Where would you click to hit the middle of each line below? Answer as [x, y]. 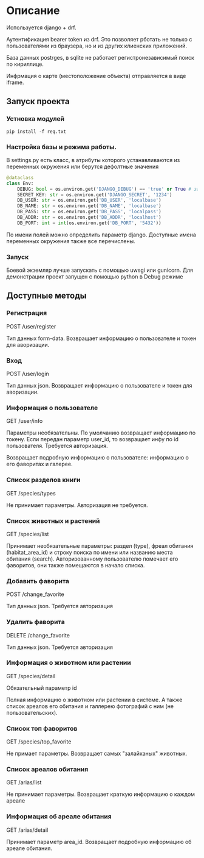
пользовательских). [32, 712]
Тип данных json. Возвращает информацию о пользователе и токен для [99, 386]
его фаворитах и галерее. [39, 464]
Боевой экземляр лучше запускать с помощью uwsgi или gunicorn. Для [100, 270]
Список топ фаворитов [42, 728]
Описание [33, 11]
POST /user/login [28, 374]
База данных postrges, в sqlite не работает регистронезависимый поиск [100, 57]
